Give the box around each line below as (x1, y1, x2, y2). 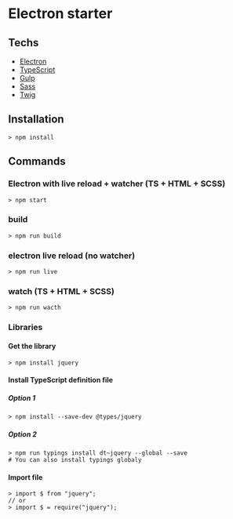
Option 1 (8, 393, 36, 402)
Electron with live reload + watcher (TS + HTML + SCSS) (8, 178, 226, 189)
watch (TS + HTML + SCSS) (8, 286, 115, 297)
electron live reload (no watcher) (8, 250, 136, 261)
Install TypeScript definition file (8, 376, 114, 385)
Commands (8, 154, 67, 169)
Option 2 (8, 429, 38, 439)
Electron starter (8, 5, 113, 23)
